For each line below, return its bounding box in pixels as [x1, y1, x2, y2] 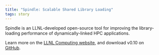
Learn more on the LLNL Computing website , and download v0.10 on [5, 39, 144, 45]
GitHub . [5, 45, 21, 51]
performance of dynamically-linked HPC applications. [21, 30, 130, 36]
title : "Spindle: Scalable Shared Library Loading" [5, 7, 113, 12]
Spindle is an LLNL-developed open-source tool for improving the [5, 25, 138, 31]
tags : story [5, 12, 30, 17]
